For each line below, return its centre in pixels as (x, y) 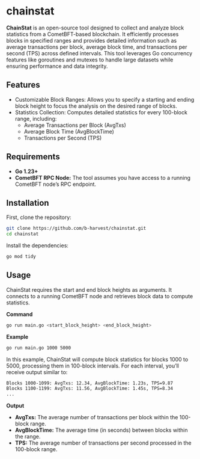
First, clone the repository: (39, 217)
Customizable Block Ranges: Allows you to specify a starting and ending (105, 99)
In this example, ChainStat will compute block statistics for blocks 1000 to (97, 359)
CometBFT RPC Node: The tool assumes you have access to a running (103, 177)
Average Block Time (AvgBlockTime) (69, 131)
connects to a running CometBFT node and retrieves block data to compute (100, 296)
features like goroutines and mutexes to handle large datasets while (90, 60)
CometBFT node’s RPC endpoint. (56, 184)
